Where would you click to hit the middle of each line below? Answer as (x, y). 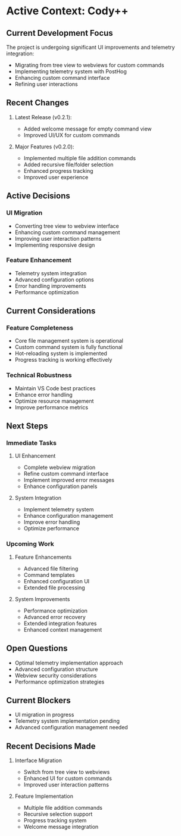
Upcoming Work (30, 544)
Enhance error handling (43, 394)
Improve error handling (52, 522)
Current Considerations (51, 311)
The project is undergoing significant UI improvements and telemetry (90, 47)
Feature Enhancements (43, 557)
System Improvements (42, 599)
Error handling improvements (50, 286)
